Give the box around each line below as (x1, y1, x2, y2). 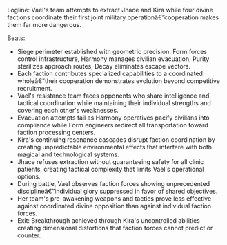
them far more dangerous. (7, 21, 81, 28)
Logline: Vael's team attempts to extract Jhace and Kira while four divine (7, 6, 214, 14)
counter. (17, 231, 41, 239)
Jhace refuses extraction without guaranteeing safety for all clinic (17, 158, 204, 165)
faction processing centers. (17, 128, 96, 136)
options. (17, 172, 41, 181)
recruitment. (17, 84, 52, 92)
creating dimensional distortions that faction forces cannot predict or (17, 224, 213, 232)
